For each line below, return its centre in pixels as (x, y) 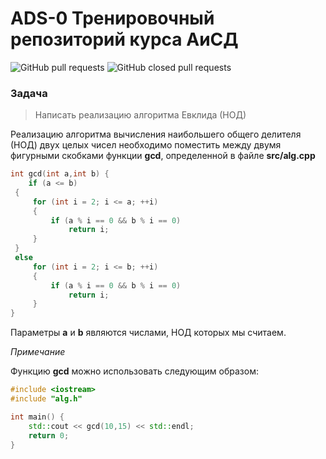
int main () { (37, 417)
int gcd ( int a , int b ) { (60, 174)
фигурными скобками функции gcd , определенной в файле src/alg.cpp (163, 156)
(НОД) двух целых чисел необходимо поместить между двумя (146, 145)
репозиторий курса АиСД (124, 39)
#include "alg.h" (46, 399)
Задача (29, 93)
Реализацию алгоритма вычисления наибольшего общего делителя (156, 134)
